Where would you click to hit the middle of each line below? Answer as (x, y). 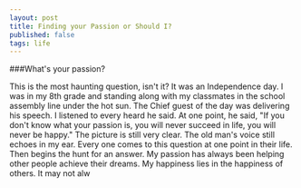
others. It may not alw (50, 173)
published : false (42, 35)
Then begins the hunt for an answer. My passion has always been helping (147, 154)
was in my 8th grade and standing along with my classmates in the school (147, 96)
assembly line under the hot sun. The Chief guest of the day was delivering (150, 106)
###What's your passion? (58, 69)
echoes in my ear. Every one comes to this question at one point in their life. (151, 144)
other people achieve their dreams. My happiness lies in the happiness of (146, 163)
